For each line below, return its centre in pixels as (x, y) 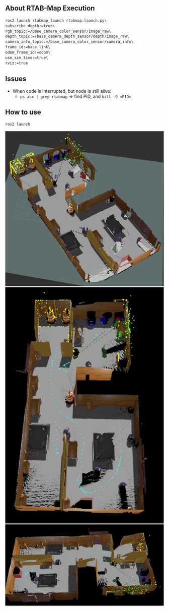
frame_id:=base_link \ (28, 47)
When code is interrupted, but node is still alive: (62, 91)
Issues (16, 79)
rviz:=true (17, 63)
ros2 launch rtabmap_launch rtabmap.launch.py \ (56, 20)
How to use (23, 112)
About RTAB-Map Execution (50, 8)
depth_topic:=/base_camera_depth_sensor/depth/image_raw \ (67, 37)
